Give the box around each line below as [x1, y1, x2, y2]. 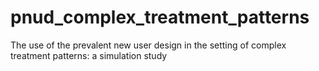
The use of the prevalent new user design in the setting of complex [10, 39, 287, 51]
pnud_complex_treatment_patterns [10, 6, 310, 29]
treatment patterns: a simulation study [10, 49, 168, 61]
